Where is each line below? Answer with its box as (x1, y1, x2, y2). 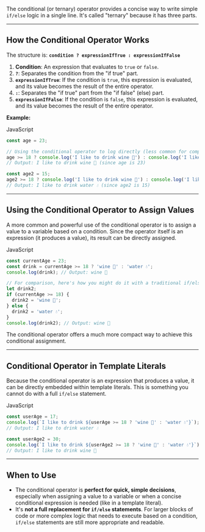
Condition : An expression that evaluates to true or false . (15, 63, 159, 70)
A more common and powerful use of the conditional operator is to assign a (6, 221, 196, 228)
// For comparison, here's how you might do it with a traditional (6, 280, 182, 286)
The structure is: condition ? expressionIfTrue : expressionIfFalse (6, 51, 181, 59)
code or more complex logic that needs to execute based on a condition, (15, 512, 198, 520)
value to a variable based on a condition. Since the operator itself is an (6, 227, 184, 235)
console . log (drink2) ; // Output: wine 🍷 (6, 320, 111, 326)
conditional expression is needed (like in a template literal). (15, 499, 163, 506)
